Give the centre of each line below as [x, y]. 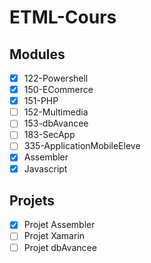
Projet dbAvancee [60, 247]
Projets [32, 200]
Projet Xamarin [54, 236]
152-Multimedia [56, 112]
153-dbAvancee [56, 123]
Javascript [45, 168]
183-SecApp [49, 135]
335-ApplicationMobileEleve [82, 146]
